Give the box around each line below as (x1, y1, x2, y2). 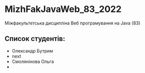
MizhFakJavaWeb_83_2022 (4, 3, 122, 15)
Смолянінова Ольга (11, 58, 54, 64)
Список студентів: (4, 34, 65, 43)
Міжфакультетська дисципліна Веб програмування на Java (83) (4, 20, 141, 26)
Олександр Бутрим (11, 47, 53, 53)
